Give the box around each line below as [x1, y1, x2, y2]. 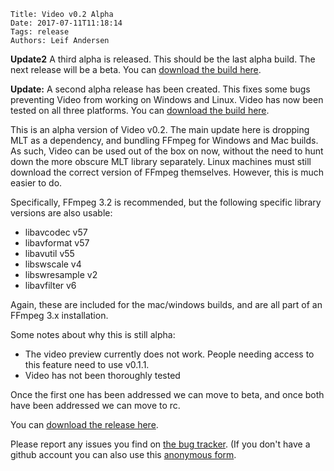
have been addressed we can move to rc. [10, 400, 181, 411]
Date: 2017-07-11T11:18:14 [10, 18, 123, 28]
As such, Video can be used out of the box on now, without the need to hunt [10, 145, 324, 157]
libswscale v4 [24, 258, 82, 270]
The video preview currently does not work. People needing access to [24, 348, 315, 360]
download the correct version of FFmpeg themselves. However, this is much [10, 166, 325, 178]
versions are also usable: [10, 207, 113, 219]
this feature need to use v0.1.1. [24, 359, 150, 370]
